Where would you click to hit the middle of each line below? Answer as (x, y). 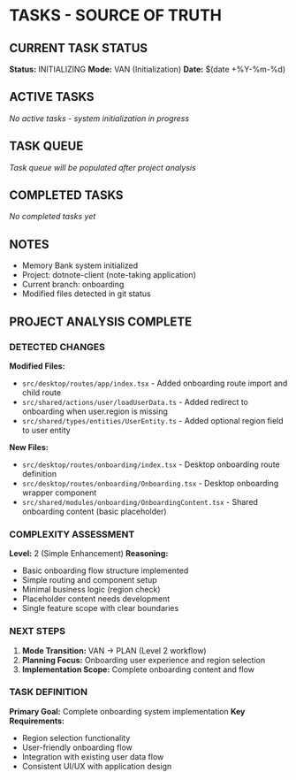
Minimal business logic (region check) (91, 590)
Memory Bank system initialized (80, 265)
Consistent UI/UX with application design (97, 766)
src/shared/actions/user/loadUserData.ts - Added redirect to (135, 401)
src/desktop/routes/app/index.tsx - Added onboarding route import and (155, 383)
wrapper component (59, 493)
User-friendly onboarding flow (77, 747)
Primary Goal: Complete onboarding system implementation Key (127, 711)
